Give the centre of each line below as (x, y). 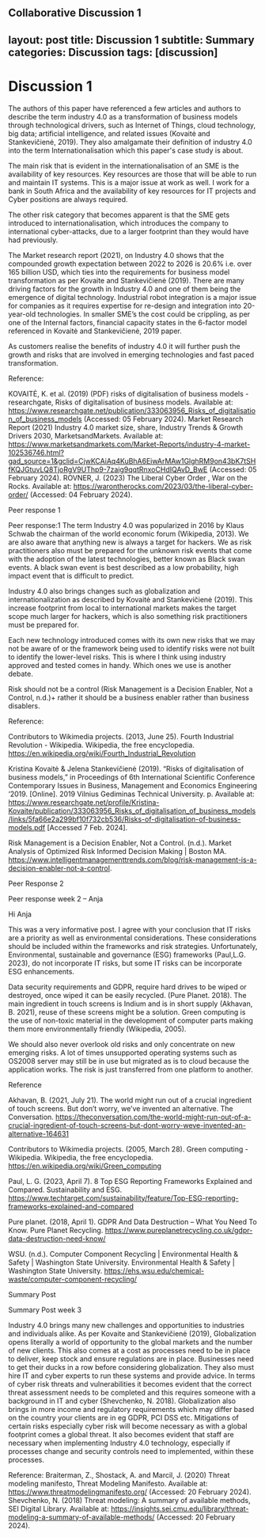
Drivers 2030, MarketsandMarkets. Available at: (86, 435)
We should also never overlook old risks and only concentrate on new (122, 1044)
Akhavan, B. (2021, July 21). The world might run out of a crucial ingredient (130, 1100)
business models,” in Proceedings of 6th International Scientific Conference (132, 777)
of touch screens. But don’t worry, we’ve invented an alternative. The (121, 1108)
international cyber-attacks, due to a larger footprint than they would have (129, 231)
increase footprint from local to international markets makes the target (122, 608)
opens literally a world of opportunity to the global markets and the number (131, 1342)
